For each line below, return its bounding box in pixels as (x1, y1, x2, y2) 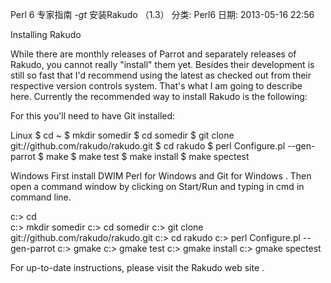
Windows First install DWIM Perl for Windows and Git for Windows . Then (10, 170, 312, 182)
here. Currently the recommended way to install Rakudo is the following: (10, 91, 308, 102)
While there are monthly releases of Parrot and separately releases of (10, 48, 297, 60)
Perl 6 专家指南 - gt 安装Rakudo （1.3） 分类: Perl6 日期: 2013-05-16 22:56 (10, 9, 315, 20)
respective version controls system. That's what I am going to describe (10, 80, 303, 92)
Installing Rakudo (10, 29, 82, 40)
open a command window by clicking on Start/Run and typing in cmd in (10, 181, 305, 192)
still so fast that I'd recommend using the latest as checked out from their (10, 69, 312, 81)
